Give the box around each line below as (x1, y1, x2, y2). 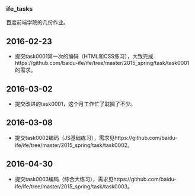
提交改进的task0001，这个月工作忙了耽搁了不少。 (14, 100, 136, 107)
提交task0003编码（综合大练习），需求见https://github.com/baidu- (14, 175, 177, 182)
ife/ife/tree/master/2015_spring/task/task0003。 (14, 182, 133, 190)
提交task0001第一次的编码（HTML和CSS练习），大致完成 (14, 53, 154, 60)
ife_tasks (6, 5, 33, 13)
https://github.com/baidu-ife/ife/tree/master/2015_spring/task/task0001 (14, 60, 190, 67)
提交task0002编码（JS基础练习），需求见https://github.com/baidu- (14, 134, 178, 141)
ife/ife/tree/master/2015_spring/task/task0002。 (14, 141, 133, 149)
